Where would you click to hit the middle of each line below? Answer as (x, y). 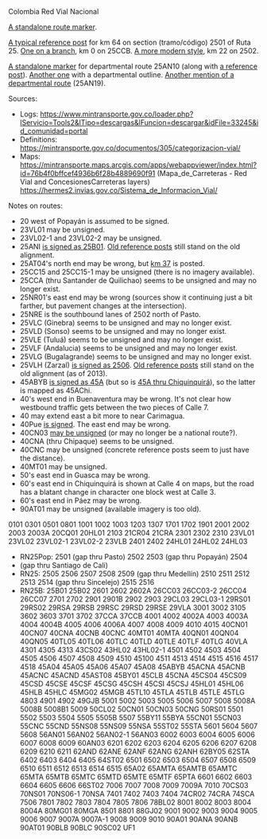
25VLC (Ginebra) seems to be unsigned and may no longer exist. (126, 323)
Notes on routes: (36, 206)
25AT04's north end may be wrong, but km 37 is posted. (112, 263)
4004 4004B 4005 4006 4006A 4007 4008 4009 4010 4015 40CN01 (133, 624)
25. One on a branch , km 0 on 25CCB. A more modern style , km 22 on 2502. (133, 51)
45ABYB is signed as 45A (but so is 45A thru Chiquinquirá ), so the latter (137, 382)
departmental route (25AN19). (57, 83)
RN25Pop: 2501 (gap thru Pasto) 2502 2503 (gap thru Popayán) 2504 (133, 557)
